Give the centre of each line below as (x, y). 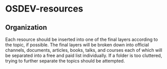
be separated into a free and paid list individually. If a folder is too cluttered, (84, 55)
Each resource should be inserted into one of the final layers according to (81, 39)
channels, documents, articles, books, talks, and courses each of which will (84, 50)
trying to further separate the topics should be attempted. (65, 61)
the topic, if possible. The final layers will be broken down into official (77, 45)
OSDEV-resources (44, 9)
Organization (26, 27)
